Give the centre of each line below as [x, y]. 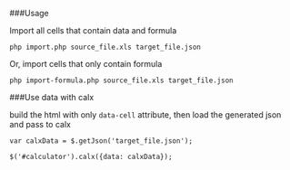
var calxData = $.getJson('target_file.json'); [101, 141]
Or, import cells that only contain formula [86, 64]
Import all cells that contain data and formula [93, 30]
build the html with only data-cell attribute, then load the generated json [145, 115]
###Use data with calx [52, 97]
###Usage [30, 13]
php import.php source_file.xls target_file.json [105, 47]
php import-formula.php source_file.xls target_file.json [121, 80]
